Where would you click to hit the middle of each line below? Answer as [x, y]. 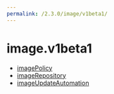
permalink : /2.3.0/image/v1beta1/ [57, 14]
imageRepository [41, 75]
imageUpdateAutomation [53, 83]
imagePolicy [34, 68]
